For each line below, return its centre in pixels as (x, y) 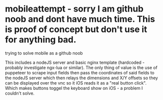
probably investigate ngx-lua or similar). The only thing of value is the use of (81, 67)
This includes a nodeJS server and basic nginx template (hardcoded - (75, 62)
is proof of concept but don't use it (76, 29)
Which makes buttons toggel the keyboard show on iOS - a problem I (74, 88)
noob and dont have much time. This (80, 19)
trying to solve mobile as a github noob (44, 53)
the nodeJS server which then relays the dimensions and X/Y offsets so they (81, 78)
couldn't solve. (20, 93)
